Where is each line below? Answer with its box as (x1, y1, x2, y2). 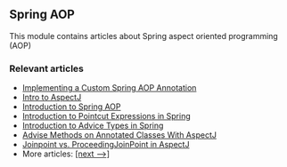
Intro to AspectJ (21, 92, 82, 103)
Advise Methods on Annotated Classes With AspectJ (21, 130, 217, 140)
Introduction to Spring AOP (21, 101, 122, 112)
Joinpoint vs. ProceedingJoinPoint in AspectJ (21, 139, 190, 150)
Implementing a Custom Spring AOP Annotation (21, 83, 197, 93)
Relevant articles (9, 62, 85, 75)
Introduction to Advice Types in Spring (21, 120, 164, 131)
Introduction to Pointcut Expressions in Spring (21, 111, 192, 122)
